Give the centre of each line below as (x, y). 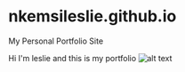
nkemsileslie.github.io (92, 16)
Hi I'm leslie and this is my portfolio (72, 58)
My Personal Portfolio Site (56, 41)
